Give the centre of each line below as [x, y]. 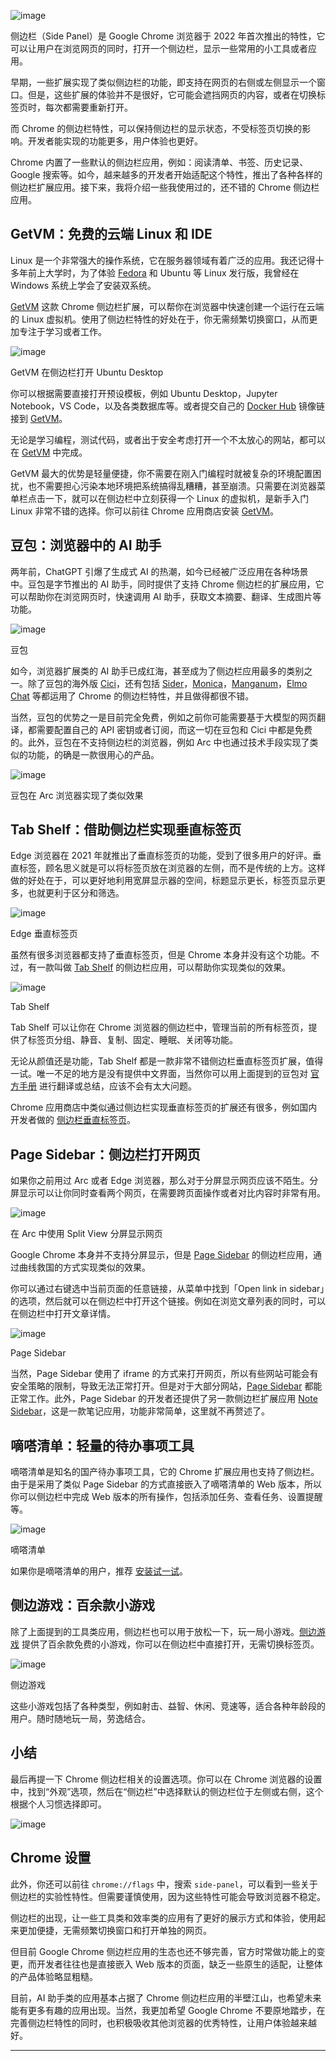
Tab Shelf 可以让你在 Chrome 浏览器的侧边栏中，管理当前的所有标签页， [159, 1027]
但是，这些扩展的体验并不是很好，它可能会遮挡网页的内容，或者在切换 [172, 94]
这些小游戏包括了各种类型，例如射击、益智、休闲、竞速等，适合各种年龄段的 [168, 1706]
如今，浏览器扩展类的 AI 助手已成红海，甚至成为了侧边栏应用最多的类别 [157, 671]
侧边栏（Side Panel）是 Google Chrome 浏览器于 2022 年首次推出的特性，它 [168, 36]
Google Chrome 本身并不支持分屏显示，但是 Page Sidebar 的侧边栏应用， [161, 1255]
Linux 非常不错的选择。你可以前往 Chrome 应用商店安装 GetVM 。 [144, 511]
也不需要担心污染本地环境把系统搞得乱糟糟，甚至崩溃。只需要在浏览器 [172, 486]
